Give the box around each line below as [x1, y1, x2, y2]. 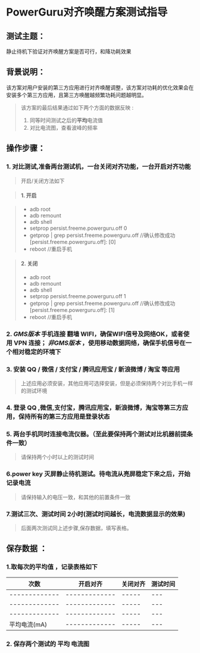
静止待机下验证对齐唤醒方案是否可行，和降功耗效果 [6, 48, 132, 55]
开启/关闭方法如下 [20, 177, 65, 185]
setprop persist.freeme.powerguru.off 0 [29, 224, 127, 232]
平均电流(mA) [9, 620, 48, 629]
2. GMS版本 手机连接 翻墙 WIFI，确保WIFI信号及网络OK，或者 [6, 330, 183, 338]
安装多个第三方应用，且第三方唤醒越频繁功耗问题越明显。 [6, 91, 147, 98]
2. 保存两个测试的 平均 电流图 [6, 639, 90, 648]
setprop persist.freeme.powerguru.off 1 [29, 292, 126, 299]
